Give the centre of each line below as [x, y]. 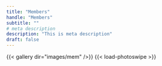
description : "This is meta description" [59, 34]
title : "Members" [28, 12]
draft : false [23, 40]
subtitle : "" [23, 23]
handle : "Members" [29, 17]
